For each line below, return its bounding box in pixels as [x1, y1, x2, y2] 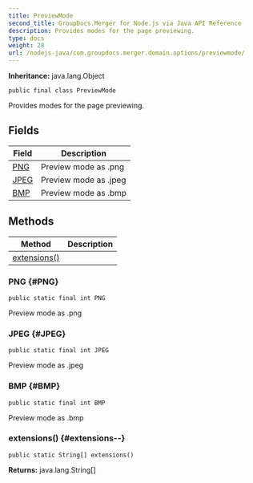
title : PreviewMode [8, 11, 74, 20]
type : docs [8, 34, 45, 43]
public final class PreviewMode [8, 87, 116, 95]
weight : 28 [8, 42, 45, 50]
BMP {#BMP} [8, 380, 61, 392]
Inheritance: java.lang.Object [8, 71, 106, 80]
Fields [8, 124, 40, 137]
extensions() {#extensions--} [8, 432, 126, 444]
